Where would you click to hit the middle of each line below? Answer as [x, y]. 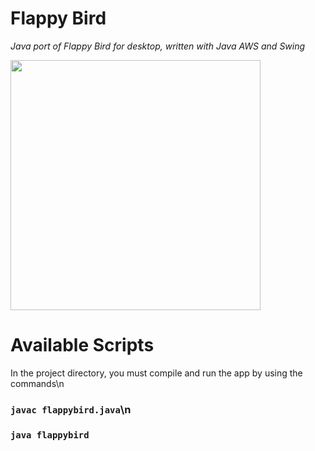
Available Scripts [82, 345]
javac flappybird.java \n [71, 409]
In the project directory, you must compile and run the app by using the [156, 373]
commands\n [37, 383]
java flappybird [50, 435]
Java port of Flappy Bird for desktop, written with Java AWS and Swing [158, 46]
